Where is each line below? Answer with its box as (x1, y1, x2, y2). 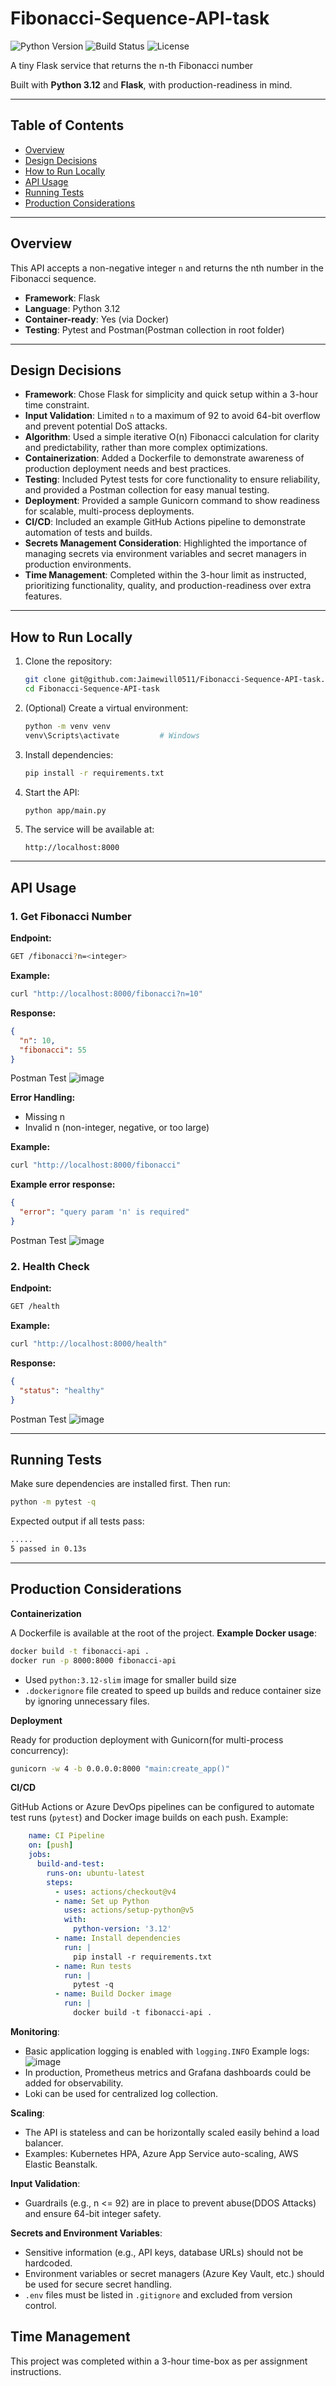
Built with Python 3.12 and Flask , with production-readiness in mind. (10, 78, 293, 91)
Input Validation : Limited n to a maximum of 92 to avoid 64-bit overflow (24, 410, 321, 422)
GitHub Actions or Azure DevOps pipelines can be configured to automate (10, 1801, 315, 1813)
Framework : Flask (24, 292, 101, 304)
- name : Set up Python (54, 1896, 150, 1906)
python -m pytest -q (10, 1497, 97, 1507)
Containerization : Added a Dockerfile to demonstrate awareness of (24, 452, 305, 464)
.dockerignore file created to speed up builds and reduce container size (24, 1684, 322, 1696)
